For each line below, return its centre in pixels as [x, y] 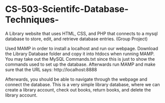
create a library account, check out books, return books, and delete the [78, 90]
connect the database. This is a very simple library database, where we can [82, 84]
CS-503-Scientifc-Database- [67, 9]
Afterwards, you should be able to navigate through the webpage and [76, 79]
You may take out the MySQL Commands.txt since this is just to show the [80, 59]
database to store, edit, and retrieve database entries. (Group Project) [77, 39]
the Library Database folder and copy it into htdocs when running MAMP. [80, 54]
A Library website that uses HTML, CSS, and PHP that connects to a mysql [82, 33]
